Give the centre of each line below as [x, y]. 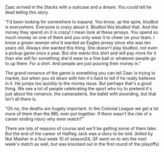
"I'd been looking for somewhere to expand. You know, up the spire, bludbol [82, 22]
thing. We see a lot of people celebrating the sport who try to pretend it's [79, 89]
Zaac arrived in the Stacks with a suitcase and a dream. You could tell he [78, 7]
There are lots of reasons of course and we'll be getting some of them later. [81, 128]
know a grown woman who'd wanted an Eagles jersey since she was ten [78, 43]
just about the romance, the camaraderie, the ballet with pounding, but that [81, 94]
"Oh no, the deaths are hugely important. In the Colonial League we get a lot [82, 108]
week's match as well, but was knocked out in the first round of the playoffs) [82, 144]
